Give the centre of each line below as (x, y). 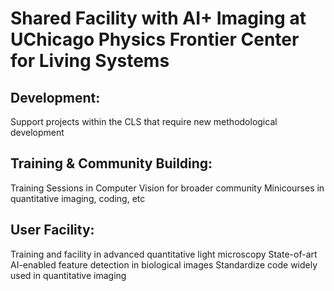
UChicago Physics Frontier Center (155, 39)
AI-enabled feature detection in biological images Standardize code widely (164, 264)
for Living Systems (90, 61)
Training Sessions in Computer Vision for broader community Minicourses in (167, 188)
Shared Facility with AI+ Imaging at (158, 18)
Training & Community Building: (111, 163)
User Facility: (52, 230)
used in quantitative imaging (68, 275)
